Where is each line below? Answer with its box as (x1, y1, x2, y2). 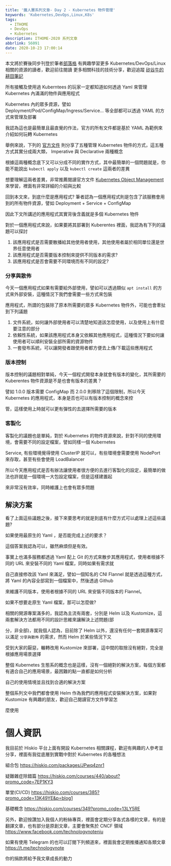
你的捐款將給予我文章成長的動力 (5, 855, 72, 861)
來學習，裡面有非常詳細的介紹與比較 (5, 182, 81, 189)
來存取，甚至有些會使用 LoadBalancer (5, 456, 85, 462)
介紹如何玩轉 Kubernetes (5, 131, 58, 137)
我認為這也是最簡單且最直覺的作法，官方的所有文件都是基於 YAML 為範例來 (5, 125, 163, 131)
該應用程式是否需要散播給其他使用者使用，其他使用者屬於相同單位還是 (12, 239, 160, 245)
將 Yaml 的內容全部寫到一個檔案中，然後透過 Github (5, 578, 113, 584)
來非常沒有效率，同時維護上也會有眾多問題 (5, 484, 95, 490)
